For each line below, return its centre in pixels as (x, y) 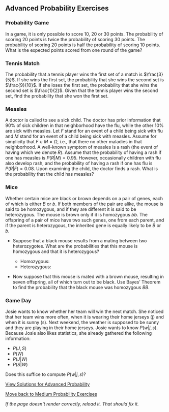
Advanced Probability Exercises (57, 8)
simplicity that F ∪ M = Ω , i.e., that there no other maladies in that (74, 142)
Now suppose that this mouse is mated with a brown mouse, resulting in (88, 276)
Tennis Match (22, 63)
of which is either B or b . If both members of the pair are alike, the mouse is (84, 204)
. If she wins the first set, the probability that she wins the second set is (89, 80)
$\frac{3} (153, 74)
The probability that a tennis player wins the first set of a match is (74, 74)
